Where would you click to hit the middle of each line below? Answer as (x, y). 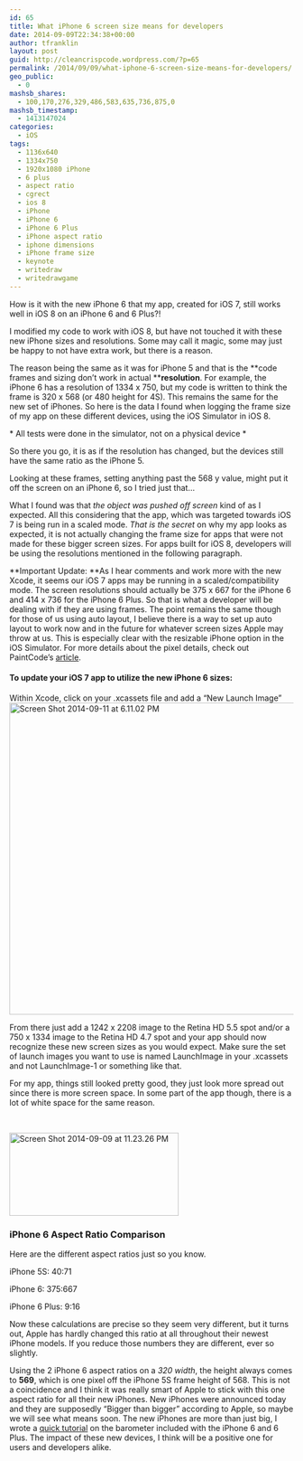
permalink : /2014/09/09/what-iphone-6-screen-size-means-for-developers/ (151, 69)
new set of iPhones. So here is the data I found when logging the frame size (150, 406)
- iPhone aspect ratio (60, 236)
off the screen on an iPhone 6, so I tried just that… (102, 487)
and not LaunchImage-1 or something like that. (96, 1065)
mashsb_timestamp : (44, 110)
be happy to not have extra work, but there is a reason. (111, 350)
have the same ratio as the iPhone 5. (77, 460)
